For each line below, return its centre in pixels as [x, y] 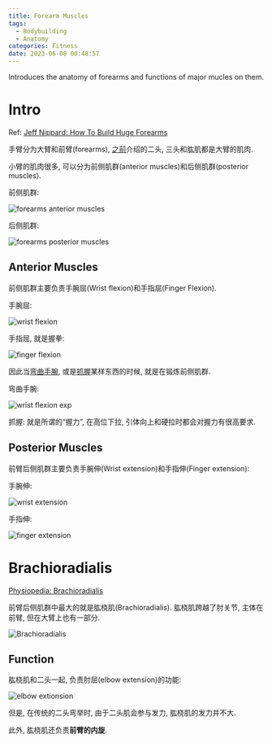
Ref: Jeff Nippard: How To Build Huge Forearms [88, 132]
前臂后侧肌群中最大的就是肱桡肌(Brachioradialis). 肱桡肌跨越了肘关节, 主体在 [136, 607]
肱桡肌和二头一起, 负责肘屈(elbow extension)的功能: [95, 680]
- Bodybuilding [41, 31]
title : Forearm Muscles [49, 16]
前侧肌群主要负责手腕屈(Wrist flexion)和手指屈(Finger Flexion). [112, 288]
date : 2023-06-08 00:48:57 [54, 54]
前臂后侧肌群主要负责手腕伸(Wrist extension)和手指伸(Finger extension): [129, 468]
